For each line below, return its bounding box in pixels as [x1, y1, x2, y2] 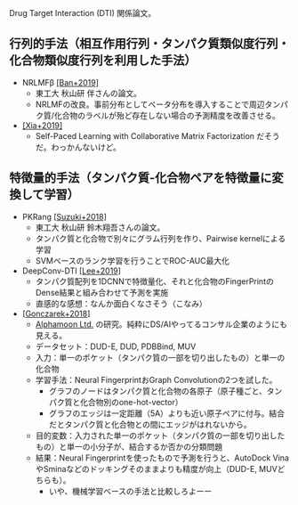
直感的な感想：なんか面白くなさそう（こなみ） [35, 297, 207, 309]
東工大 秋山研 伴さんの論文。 [35, 87, 142, 98]
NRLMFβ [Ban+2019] [21, 77, 100, 87]
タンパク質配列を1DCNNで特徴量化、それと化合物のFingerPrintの [35, 275, 274, 287]
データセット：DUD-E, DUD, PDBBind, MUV [35, 341, 197, 352]
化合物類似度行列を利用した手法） [9, 53, 197, 69]
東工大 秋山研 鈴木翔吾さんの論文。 [35, 222, 165, 232]
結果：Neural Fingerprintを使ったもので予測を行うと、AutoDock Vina [35, 452, 289, 463]
